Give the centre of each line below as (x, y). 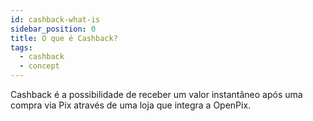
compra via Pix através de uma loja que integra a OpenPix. (131, 105)
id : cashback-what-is (55, 19)
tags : (21, 47)
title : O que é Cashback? (64, 38)
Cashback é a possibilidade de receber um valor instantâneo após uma (156, 94)
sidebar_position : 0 (53, 29)
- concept (39, 66)
